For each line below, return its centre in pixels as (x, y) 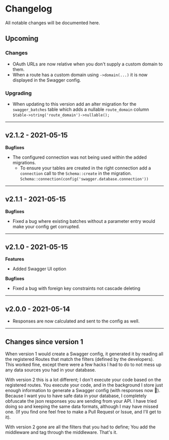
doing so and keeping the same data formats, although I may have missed (82, 406)
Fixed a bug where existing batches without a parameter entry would (84, 221)
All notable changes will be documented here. (53, 23)
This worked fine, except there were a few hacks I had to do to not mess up (83, 364)
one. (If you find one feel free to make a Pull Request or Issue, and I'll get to (83, 412)
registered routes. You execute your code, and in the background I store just (84, 385)
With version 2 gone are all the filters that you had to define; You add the (80, 427)
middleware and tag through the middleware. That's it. (61, 432)
